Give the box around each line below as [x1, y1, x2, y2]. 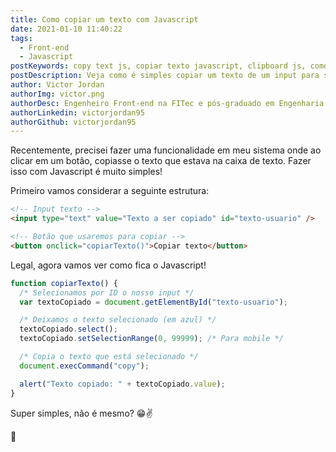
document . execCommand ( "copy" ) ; [19, 361, 150, 371]
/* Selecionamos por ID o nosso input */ [19, 287, 195, 298]
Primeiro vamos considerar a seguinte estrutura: [10, 185, 210, 197]
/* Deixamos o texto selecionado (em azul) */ [19, 315, 217, 325]
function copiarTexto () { [10, 278, 118, 288]
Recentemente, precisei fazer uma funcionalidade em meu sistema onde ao [10, 144, 322, 156]
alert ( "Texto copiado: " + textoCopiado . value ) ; [19, 379, 226, 389]
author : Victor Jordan [10, 80, 105, 90]
